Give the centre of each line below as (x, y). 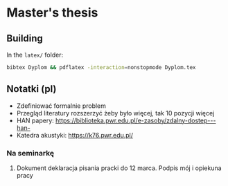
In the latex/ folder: (35, 55)
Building (25, 38)
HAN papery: (35, 120)
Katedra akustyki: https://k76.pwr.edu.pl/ (74, 135)
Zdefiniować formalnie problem (61, 106)
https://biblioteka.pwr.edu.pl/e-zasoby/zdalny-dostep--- (135, 120)
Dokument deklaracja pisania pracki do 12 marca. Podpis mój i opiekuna (119, 168)
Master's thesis (52, 13)
